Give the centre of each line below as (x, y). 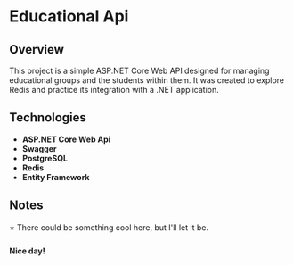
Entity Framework (56, 177)
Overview (37, 50)
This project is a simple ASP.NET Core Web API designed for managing (139, 70)
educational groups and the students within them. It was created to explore (147, 80)
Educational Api (69, 17)
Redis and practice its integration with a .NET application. (114, 90)
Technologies (48, 118)
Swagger (39, 148)
